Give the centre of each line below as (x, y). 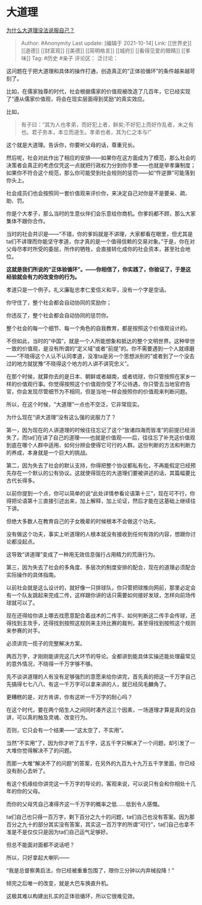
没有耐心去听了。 (27, 770)
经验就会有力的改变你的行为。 (43, 277)
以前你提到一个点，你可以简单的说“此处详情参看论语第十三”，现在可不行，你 (101, 493)
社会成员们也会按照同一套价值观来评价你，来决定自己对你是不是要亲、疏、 (98, 193)
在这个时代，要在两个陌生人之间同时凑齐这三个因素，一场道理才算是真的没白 (101, 710)
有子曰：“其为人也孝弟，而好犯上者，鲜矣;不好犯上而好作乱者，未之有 (107, 124)
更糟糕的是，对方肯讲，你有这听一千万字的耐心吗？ (69, 697)
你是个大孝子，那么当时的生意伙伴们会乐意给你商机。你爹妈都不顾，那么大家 (101, 213)
